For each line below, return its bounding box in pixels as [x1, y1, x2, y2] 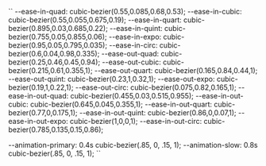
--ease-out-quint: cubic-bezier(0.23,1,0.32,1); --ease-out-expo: [8, 75, 216, 83]
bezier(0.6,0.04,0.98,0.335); [8, 49, 100, 58]
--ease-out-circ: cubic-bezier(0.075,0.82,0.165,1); [75, 83, 237, 92]
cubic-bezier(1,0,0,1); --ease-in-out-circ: [70, 117, 202, 125]
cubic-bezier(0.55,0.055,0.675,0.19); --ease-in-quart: [8, 15, 183, 25]
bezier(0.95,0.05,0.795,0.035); [8, 41, 108, 50]
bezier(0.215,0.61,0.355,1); [8, 66, 93, 75]
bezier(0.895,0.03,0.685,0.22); [8, 24, 109, 33]
